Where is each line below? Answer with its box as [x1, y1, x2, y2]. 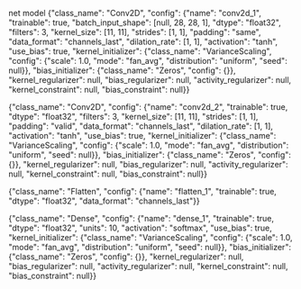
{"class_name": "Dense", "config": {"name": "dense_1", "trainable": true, [8, 213, 275, 223]
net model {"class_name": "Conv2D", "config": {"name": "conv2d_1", [8, 8, 262, 18]
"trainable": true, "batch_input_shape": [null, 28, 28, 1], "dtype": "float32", [8, 17, 281, 28]
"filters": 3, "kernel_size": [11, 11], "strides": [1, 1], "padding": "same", [8, 27, 262, 37]
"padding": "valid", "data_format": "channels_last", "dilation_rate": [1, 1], [8, 121, 274, 131]
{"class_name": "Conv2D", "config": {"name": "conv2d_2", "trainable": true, [8, 102, 288, 112]
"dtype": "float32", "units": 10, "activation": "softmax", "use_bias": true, [8, 222, 272, 233]
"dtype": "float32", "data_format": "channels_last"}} [8, 195, 200, 206]
